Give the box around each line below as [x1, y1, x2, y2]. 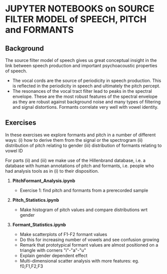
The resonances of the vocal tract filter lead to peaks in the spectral [12, 88, 152, 94]
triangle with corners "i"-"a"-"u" [19, 247, 86, 253]
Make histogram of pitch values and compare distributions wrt [19, 207, 148, 213]
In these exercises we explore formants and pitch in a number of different [5, 132, 156, 138]
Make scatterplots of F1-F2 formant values [19, 231, 107, 237]
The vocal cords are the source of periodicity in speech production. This [12, 78, 162, 83]
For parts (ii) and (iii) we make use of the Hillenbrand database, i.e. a [5, 157, 146, 163]
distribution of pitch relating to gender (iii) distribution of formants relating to [5, 142, 162, 148]
